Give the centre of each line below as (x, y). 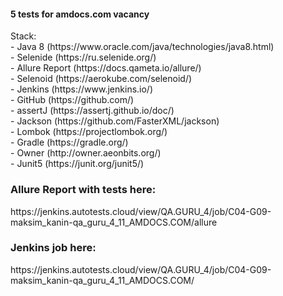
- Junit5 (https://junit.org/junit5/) (77, 164)
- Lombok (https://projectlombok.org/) (89, 132)
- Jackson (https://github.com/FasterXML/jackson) (115, 121)
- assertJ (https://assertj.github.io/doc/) (92, 111)
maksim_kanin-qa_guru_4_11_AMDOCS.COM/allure (114, 222)
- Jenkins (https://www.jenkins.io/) (82, 89)
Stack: (23, 36)
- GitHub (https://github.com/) (72, 100)
